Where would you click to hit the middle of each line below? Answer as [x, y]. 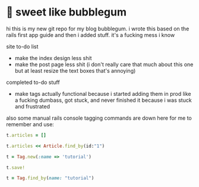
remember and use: [30, 124]
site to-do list [22, 46]
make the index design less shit [53, 58]
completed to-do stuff [33, 82]
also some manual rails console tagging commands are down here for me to [99, 118]
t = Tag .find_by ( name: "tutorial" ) [50, 178]
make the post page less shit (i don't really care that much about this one [104, 64]
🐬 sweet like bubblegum [66, 12]
